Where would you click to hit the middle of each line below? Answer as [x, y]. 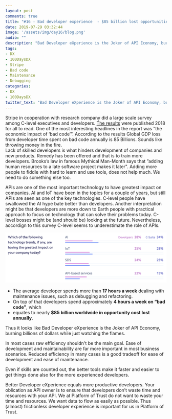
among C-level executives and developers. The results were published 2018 [85, 123]
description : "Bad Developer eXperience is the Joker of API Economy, [82, 43]
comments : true [21, 16]
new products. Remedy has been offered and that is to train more [74, 155]
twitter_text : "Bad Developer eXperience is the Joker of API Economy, [83, 102]
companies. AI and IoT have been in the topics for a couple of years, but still [85, 193]
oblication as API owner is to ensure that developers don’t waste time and [83, 390]
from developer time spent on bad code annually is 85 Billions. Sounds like [84, 139]
